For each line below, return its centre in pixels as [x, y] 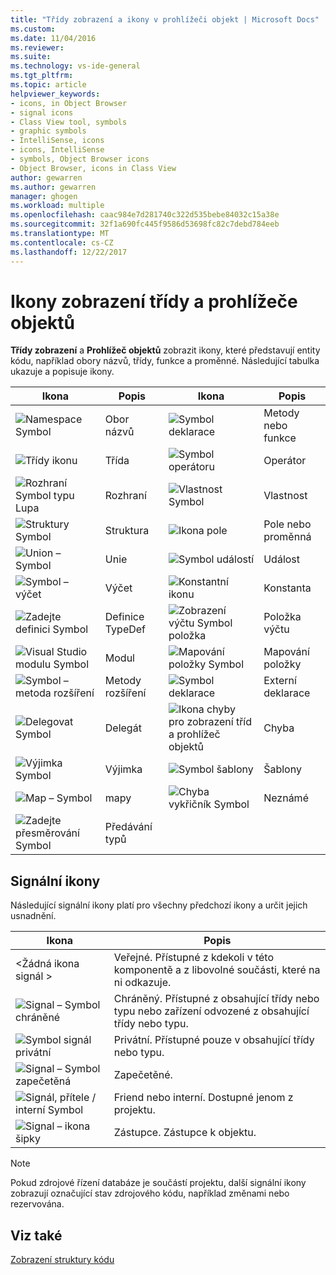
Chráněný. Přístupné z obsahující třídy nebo [216, 999]
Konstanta [287, 588]
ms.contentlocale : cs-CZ [62, 242]
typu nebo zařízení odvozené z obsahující [211, 1011]
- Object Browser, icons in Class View [93, 168]
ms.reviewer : [37, 47]
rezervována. [37, 1204]
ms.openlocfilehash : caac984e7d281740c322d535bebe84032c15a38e [145, 215]
